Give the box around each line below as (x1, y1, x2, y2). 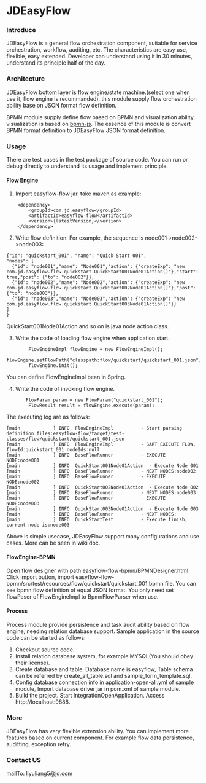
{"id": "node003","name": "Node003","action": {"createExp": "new (12, 296, 185, 302)
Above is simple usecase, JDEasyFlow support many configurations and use (6, 533, 199, 540)
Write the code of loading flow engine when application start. (15, 334, 170, 342)
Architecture (6, 74, 45, 83)
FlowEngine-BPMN (6, 553, 56, 561)
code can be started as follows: (6, 634, 86, 641)
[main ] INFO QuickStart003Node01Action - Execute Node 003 (6, 506, 199, 512)
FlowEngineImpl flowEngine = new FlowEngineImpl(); (28, 347, 164, 353)
